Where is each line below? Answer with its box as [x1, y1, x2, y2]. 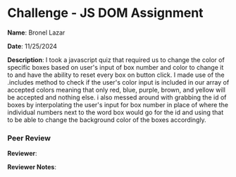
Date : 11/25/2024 [7, 42, 58, 50]
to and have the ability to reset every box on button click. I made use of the [7, 71, 225, 79]
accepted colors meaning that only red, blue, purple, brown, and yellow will [7, 85, 225, 94]
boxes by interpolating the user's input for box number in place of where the [7, 100, 229, 109]
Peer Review [7, 133, 51, 142]
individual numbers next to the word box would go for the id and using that [7, 108, 224, 116]
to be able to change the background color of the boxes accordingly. [7, 115, 206, 124]
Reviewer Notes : [7, 163, 56, 171]
